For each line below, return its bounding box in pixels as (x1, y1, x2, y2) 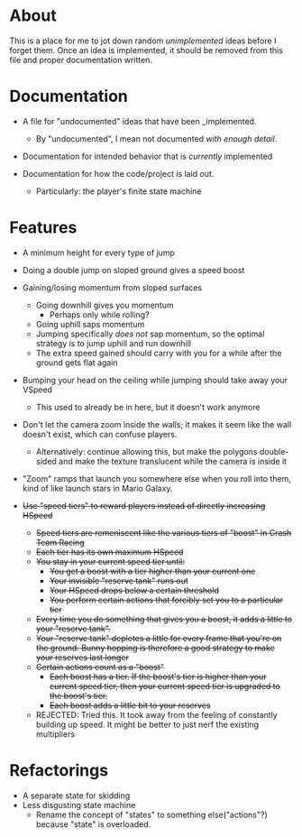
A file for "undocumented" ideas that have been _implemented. (22, 115, 257, 126)
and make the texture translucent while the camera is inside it (58, 455, 287, 466)
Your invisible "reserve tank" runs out (49, 575, 189, 586)
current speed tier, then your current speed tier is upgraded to (49, 680, 281, 691)
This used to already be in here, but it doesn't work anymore (35, 401, 261, 412)
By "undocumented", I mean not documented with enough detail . (35, 133, 278, 144)
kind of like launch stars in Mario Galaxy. (22, 483, 173, 493)
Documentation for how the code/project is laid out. (22, 168, 215, 179)
